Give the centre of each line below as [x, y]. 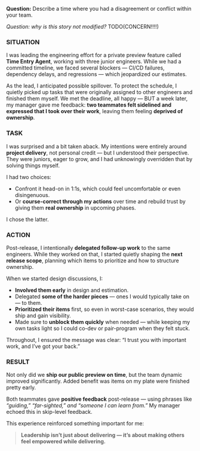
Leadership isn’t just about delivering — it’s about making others [103, 435]
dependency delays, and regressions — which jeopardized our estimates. [96, 74]
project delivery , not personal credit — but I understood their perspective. [98, 153]
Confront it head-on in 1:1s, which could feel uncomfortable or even [98, 189]
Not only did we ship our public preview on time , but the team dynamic [94, 375]
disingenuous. [32, 195]
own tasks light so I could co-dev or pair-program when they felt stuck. [102, 328]
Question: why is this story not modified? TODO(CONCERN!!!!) [83, 27]
